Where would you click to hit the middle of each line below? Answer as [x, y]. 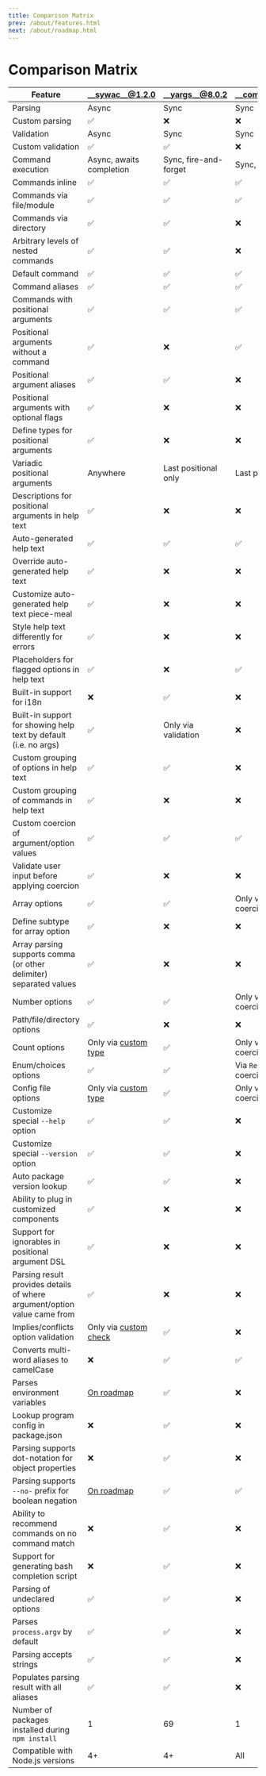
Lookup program [43, 1416]
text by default [39, 735]
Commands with [42, 300]
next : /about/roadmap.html [53, 30]
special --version [45, 1154]
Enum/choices [39, 1066]
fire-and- [204, 160]
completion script [45, 1576]
